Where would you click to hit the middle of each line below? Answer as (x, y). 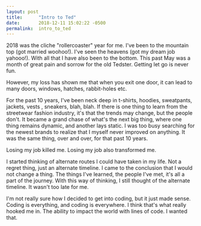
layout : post (22, 12)
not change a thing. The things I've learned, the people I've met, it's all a (95, 175)
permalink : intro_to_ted (38, 28)
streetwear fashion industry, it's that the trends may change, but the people (100, 113)
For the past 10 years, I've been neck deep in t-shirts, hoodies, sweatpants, (99, 100)
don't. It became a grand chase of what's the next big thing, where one (94, 120)
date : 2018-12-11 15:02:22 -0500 (56, 23)
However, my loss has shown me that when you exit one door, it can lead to (99, 83)
